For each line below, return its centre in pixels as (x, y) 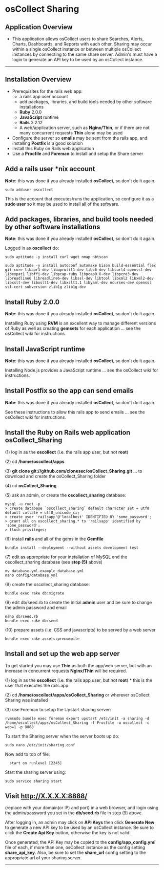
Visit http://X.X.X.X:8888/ (46, 796)
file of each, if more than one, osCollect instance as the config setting (75, 848)
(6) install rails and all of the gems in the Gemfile (54, 539)
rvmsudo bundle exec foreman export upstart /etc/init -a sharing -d (77, 718)
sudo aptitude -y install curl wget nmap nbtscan (57, 257)
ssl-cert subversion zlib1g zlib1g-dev (46, 287)
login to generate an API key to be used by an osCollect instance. (78, 59)
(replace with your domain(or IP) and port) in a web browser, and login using (82, 808)
